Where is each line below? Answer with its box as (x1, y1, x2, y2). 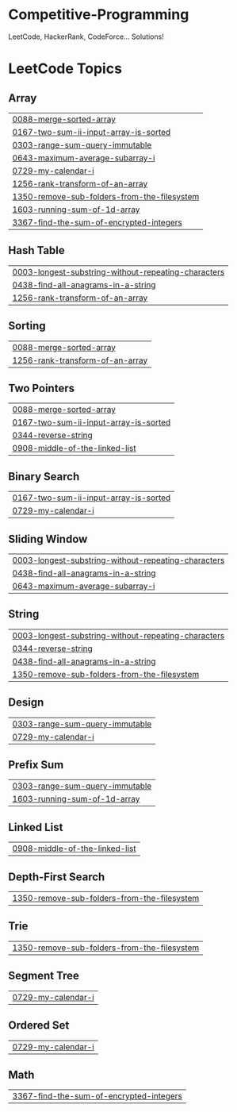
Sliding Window (8, 532, 88, 545)
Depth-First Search (8, 870, 105, 883)
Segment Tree (8, 969, 79, 983)
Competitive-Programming (8, 6, 189, 24)
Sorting (8, 319, 46, 333)
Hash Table (8, 244, 65, 257)
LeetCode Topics (8, 60, 123, 78)
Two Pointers (8, 381, 75, 394)
